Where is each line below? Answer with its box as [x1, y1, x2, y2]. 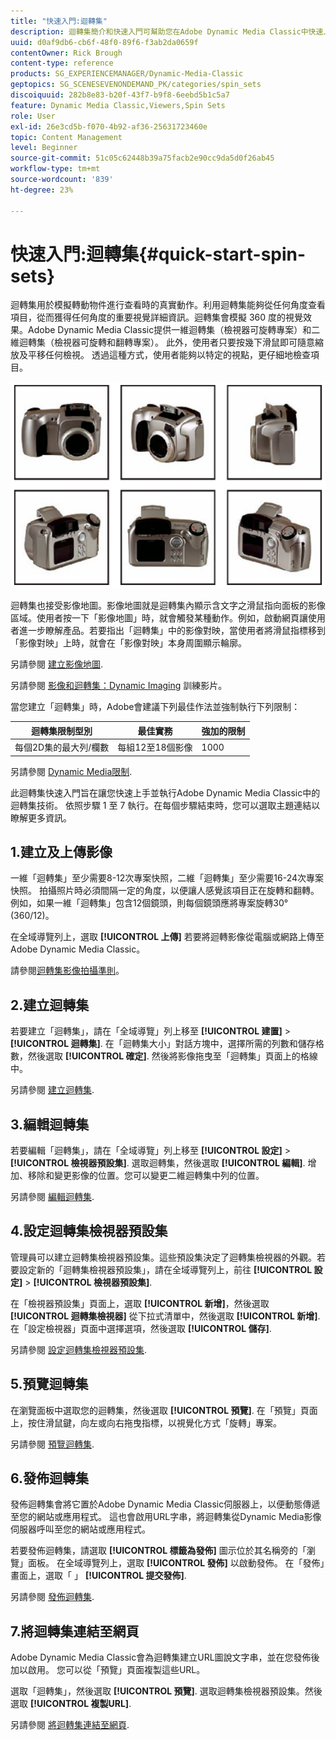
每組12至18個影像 [117, 741, 193, 754]
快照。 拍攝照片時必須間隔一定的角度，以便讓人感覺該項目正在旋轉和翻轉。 [10, 885, 320, 897]
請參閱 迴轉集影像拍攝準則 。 [10, 965, 125, 977]
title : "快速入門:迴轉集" [10, 16, 108, 26]
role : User [10, 111, 56, 121]
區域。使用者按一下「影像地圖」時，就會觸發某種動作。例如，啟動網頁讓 [10, 612, 308, 624]
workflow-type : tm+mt [10, 164, 101, 174]
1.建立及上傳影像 [10, 843, 113, 860]
